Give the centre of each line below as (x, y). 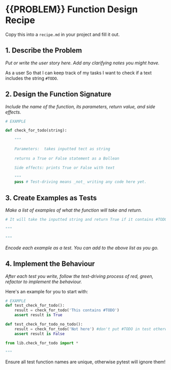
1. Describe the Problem (44, 50)
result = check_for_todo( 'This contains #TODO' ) (67, 310)
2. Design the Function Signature (59, 94)
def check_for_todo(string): (36, 131)
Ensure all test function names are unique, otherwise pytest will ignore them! (85, 362)
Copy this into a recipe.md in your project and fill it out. (63, 34)
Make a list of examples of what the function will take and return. (74, 210)
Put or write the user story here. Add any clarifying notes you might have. (82, 63)
